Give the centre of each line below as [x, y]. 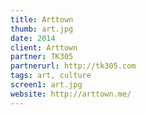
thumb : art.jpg [42, 29]
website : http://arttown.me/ [71, 94]
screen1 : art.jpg [46, 85]
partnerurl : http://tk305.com [73, 66]
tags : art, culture [51, 76]
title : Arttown [42, 19]
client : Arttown [44, 47]
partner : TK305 [42, 57]
